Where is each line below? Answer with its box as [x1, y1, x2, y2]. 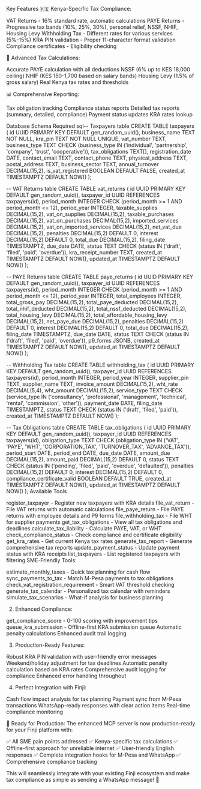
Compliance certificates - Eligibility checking [6, 43, 117, 50]
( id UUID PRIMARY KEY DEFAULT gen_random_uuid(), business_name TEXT [6, 129, 196, 136]
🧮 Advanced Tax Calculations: [6, 54, 80, 61]
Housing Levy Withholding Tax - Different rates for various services [6, 30, 173, 37]
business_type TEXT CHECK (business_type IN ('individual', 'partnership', [6, 142, 188, 149]
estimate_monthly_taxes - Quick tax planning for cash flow [6, 568, 151, 575]
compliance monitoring [6, 708, 64, 715]
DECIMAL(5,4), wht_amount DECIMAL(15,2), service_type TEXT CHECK [6, 387, 183, 394]
